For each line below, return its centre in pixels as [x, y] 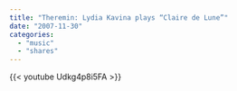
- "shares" [38, 51]
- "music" [36, 43]
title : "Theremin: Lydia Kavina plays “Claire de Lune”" [119, 18]
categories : [32, 34]
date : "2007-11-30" [46, 26]
